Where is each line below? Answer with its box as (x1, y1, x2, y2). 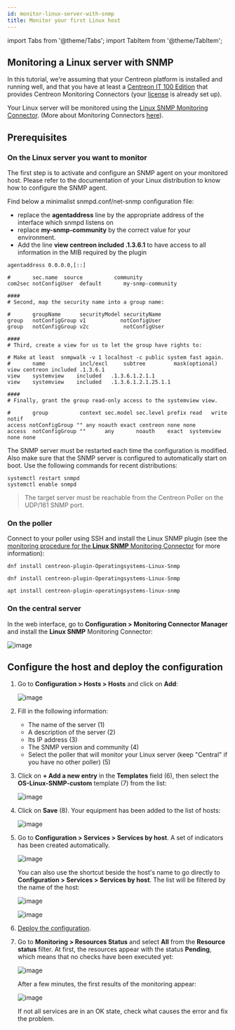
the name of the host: (17, 883, 80, 891)
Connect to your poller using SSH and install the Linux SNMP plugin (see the (7, 534, 228, 543)
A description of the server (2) (27, 728, 116, 737)
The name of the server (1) (27, 721, 105, 729)
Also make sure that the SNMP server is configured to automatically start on (7, 454, 227, 462)
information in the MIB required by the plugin (17, 248, 147, 257)
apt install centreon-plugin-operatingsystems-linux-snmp (7, 588, 180, 595)
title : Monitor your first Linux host (7, 17, 121, 24)
